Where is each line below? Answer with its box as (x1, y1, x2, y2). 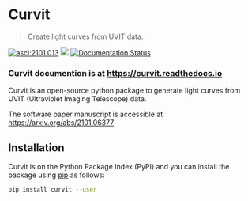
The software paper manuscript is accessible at (8, 109, 163, 119)
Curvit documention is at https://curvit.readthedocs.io (8, 67, 223, 78)
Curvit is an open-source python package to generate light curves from (8, 85, 241, 96)
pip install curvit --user (8, 186, 97, 194)
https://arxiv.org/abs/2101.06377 (8, 118, 115, 127)
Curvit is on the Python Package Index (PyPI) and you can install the (8, 162, 230, 172)
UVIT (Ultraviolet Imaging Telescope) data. (8, 94, 147, 104)
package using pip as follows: (8, 170, 105, 180)
